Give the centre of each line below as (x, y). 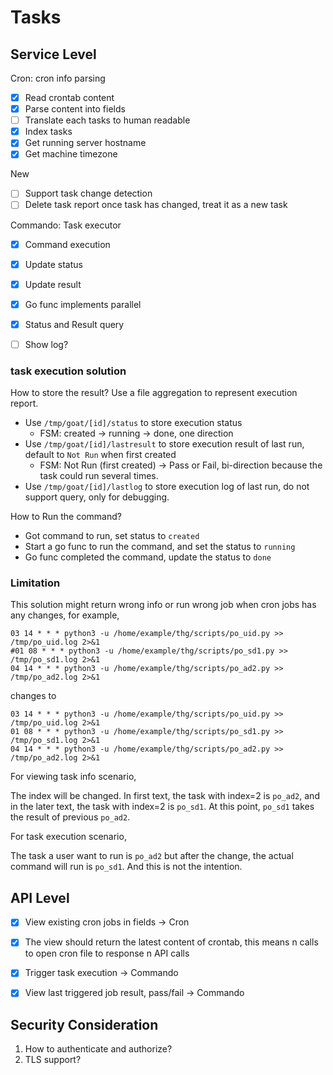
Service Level (53, 54)
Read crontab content (69, 97)
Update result (53, 284)
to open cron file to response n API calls (107, 953)
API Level (40, 897)
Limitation (35, 583)
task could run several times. (99, 476)
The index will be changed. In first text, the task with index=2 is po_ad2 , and (165, 796)
